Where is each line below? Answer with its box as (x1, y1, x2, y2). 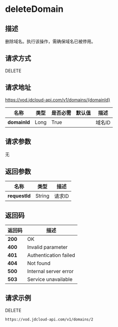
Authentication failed (27, 252, 75, 259)
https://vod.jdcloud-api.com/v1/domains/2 (5, 317, 93, 322)
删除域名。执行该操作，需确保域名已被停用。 (5, 39, 96, 44)
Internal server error (27, 268, 74, 275)
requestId (7, 192, 31, 199)
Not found (27, 260, 51, 267)
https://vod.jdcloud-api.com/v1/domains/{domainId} (5, 96, 111, 102)
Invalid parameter (27, 244, 68, 251)
